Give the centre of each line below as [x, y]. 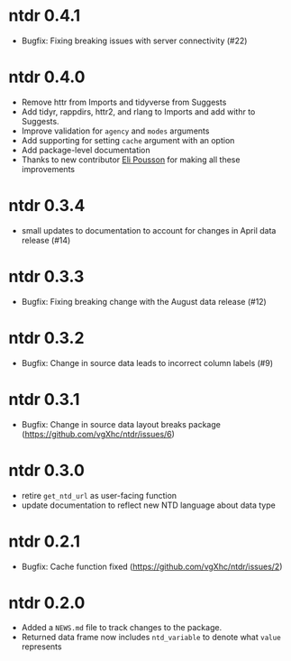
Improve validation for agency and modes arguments [115, 131]
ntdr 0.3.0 [46, 470]
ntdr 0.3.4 [47, 206]
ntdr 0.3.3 [46, 277]
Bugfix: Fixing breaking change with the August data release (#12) [144, 301]
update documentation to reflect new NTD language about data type [148, 505]
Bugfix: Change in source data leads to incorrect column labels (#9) [147, 363]
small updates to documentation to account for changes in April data [149, 230]
